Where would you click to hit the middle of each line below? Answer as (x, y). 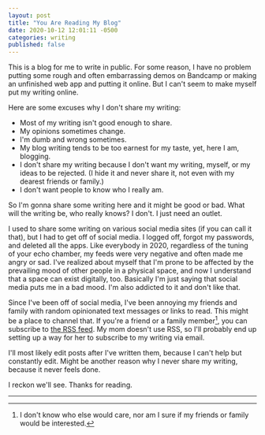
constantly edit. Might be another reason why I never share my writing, (123, 361)
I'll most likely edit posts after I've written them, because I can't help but (125, 352)
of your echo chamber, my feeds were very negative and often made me (125, 254)
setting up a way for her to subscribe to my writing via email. (106, 337)
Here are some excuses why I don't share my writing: (95, 108)
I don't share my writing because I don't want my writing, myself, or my (135, 165)
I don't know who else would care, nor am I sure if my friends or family (134, 415)
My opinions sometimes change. (73, 132)
